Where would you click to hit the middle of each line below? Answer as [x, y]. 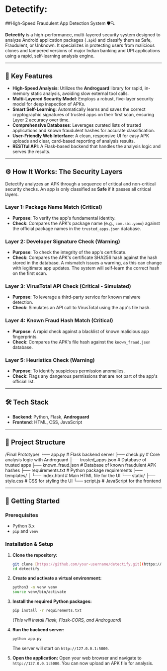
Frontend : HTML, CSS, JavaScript [47, 422]
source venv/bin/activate [39, 592]
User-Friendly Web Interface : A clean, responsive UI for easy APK [81, 136]
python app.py [27, 639]
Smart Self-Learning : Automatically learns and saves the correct [79, 109]
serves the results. [31, 151]
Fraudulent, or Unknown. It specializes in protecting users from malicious [80, 45]
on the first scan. [30, 273]
